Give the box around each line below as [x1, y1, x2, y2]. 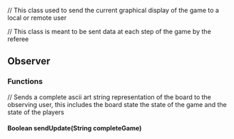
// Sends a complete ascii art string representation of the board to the [7, 92, 212, 101]
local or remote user [7, 13, 67, 22]
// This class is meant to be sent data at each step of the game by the [7, 28, 212, 35]
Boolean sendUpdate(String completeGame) [7, 124, 142, 133]
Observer [7, 55, 51, 67]
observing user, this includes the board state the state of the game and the [7, 100, 227, 109]
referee [7, 35, 29, 43]
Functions [7, 77, 43, 87]
